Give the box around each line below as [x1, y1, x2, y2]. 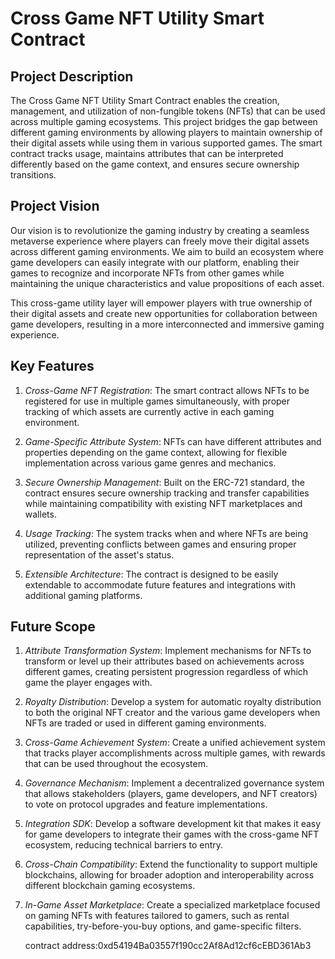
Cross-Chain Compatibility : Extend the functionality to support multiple [24, 858, 318, 871]
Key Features [10, 358, 95, 375]
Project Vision [10, 198, 100, 215]
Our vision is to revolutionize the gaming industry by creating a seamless [10, 224, 310, 236]
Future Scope [10, 618, 96, 636]
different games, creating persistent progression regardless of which [24, 666, 309, 678]
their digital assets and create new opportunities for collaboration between [10, 307, 318, 319]
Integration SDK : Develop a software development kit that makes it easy [24, 818, 322, 830]
